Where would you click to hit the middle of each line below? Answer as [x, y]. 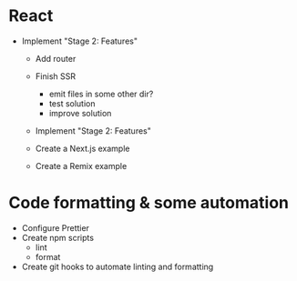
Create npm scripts [58, 237]
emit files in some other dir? [101, 94]
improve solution [80, 113]
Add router [56, 58]
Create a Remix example [81, 166]
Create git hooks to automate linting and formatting [118, 266]
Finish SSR [56, 76]
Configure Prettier [56, 227]
